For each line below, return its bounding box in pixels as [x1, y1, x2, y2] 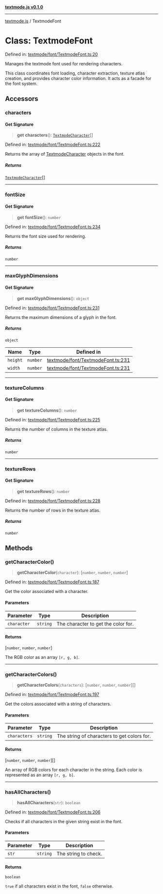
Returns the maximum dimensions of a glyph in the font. [5, 314, 117, 320]
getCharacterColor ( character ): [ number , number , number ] [16, 570, 128, 576]
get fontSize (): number [16, 214, 61, 220]
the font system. [5, 80, 38, 86]
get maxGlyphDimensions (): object [16, 295, 90, 301]
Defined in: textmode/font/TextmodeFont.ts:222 [5, 141, 100, 148]
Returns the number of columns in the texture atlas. [5, 426, 108, 432]
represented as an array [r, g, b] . [5, 772, 75, 777]
